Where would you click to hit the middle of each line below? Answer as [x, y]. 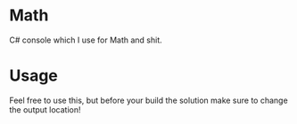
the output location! [45, 109]
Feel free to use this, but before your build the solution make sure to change [148, 100]
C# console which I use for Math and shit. [86, 40]
